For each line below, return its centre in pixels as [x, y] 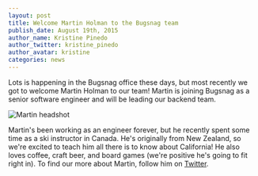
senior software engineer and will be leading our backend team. [112, 99]
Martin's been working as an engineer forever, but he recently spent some [129, 130]
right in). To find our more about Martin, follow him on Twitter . [108, 163]
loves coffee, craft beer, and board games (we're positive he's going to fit [128, 155]
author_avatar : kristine [49, 52]
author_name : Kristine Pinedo [58, 38]
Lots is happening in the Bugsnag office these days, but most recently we [128, 82]
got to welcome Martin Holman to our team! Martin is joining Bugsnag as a [129, 90]
